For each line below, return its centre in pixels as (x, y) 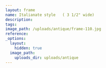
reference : (17, 34)
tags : (11, 24)
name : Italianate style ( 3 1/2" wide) (50, 15)
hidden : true (28, 48)
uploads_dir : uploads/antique (47, 58)
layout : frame (20, 10)
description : (19, 19)
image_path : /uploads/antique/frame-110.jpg (53, 29)
